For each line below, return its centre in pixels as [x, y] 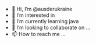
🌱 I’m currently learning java [45, 21]
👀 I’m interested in [33, 15]
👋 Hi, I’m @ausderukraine [42, 9]
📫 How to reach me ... [38, 34]
